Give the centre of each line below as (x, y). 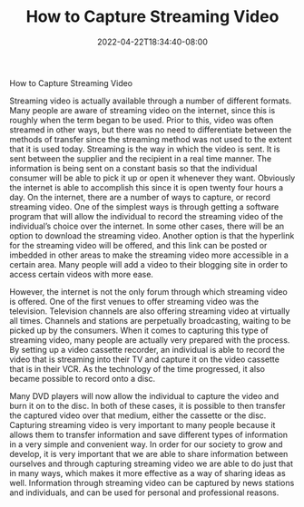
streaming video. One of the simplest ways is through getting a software (144, 207)
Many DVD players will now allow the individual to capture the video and (144, 395)
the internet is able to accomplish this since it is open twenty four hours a (147, 187)
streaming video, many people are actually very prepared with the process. (150, 340)
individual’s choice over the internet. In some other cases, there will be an (147, 226)
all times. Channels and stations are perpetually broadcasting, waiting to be (150, 320)
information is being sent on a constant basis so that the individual (133, 168)
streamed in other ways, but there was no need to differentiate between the (151, 130)
